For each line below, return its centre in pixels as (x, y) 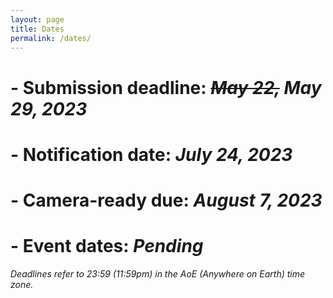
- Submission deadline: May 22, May (166, 87)
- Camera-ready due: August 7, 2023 (166, 200)
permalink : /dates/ (51, 38)
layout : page (37, 19)
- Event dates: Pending (107, 246)
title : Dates (37, 29)
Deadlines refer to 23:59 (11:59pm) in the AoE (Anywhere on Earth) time (158, 273)
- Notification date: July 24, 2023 (151, 154)
